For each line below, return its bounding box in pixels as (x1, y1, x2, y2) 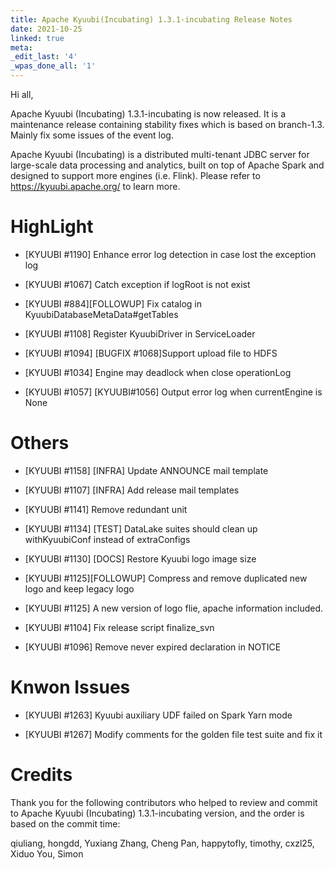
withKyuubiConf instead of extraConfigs (24, 533, 191, 545)
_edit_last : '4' (10, 52, 78, 62)
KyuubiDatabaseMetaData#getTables (24, 308, 179, 320)
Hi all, (10, 89, 34, 100)
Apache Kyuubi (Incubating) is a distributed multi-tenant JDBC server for (10, 149, 310, 160)
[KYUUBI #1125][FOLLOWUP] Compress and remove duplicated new (24, 572, 308, 584)
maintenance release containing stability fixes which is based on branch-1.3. (10, 119, 325, 130)
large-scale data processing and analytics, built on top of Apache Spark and (10, 159, 325, 171)
